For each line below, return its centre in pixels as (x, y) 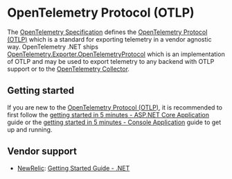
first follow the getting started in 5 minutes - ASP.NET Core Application (108, 114)
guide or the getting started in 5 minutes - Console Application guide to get (114, 122)
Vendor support (42, 152)
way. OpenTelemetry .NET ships (53, 46)
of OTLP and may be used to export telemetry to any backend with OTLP (111, 61)
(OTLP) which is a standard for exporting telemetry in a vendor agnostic (109, 39)
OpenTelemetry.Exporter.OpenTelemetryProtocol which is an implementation (116, 54)
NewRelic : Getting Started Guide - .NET (73, 168)
